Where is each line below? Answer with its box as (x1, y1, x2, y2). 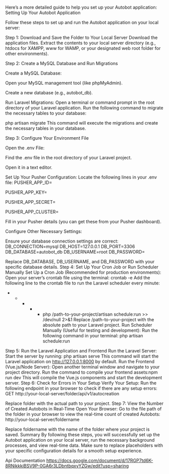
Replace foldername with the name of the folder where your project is (5, 426, 150, 432)
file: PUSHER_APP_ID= (5, 180, 52, 186)
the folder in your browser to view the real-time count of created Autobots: (5, 411, 160, 417)
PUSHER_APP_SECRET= (5, 199, 56, 205)
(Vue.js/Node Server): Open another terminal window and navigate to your (5, 364, 160, 370)
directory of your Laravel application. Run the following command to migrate (5, 105, 163, 110)
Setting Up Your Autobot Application (5, 10, 81, 16)
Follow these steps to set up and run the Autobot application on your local (5, 20, 159, 25)
